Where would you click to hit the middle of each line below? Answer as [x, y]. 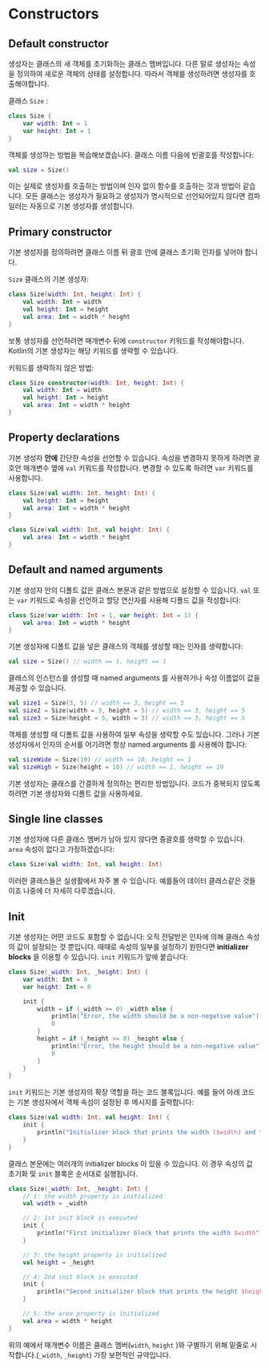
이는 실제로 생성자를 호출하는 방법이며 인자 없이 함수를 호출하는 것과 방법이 [125, 186]
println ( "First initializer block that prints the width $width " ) [150, 1233]
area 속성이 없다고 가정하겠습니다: [61, 849]
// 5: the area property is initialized [91, 1314]
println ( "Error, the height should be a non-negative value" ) [157, 1046]
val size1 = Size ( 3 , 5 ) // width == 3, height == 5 [96, 703]
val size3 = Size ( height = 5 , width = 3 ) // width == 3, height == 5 [127, 718]
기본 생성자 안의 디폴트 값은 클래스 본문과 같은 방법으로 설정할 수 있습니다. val [130, 590]
